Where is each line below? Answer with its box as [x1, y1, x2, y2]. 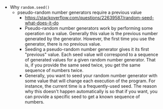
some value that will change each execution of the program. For [24, 78, 156, 84]
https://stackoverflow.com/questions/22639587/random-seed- [24, 15, 154, 20]
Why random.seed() [9, 4, 50, 10]
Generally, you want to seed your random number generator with [24, 73, 158, 78]
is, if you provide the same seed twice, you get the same [24, 62, 141, 68]
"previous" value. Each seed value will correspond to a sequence [24, 52, 159, 57]
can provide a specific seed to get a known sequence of [24, 94, 140, 100]
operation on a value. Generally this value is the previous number [24, 31, 158, 36]
